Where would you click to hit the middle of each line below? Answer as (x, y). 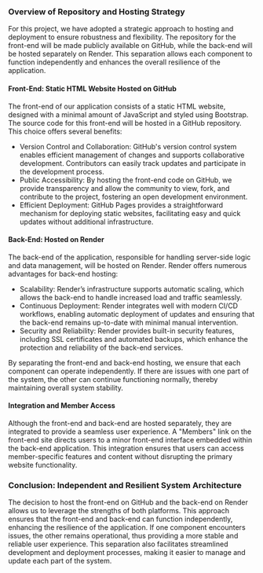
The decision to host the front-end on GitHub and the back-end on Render (128, 502)
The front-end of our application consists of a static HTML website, (117, 106)
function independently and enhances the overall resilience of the (115, 62)
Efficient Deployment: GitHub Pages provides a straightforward (121, 205)
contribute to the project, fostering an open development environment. (133, 197)
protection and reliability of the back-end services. (101, 347)
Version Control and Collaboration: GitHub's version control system (128, 146)
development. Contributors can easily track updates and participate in (132, 163)
